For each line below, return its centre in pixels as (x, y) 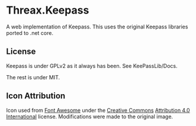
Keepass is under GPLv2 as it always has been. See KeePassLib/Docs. (92, 66)
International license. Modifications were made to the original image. (90, 117)
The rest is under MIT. (33, 77)
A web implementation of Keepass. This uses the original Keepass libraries (97, 27)
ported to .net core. (30, 33)
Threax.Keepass (48, 10)
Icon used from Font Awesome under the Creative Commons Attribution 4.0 (98, 110)
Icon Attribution (36, 96)
